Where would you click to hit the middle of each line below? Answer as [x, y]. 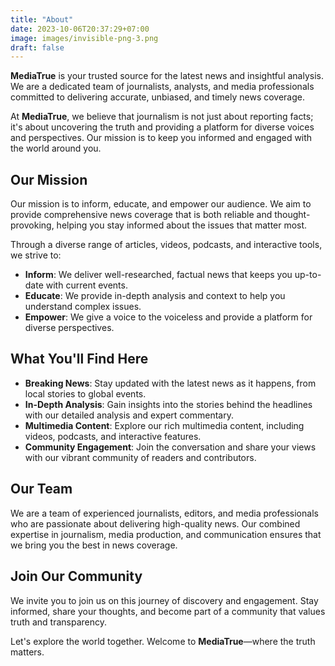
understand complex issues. [83, 307]
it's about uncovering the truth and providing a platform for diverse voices [162, 127]
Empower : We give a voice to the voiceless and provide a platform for [168, 317]
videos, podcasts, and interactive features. [113, 436]
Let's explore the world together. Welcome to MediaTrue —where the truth [163, 641]
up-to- [308, 275]
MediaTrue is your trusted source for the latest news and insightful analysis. [167, 76]
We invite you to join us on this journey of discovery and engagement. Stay [164, 600]
